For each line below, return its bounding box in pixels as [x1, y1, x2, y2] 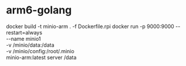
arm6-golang [6, 4, 72, 17]
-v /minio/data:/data [6, 41, 55, 48]
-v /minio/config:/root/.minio [6, 47, 75, 54]
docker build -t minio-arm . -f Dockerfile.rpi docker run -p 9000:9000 [6, 23, 174, 30]
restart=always [6, 29, 43, 36]
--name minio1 [6, 35, 41, 42]
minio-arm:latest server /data [6, 54, 77, 61]
